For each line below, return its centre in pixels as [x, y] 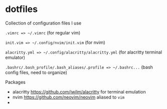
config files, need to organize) [36, 72]
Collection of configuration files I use [43, 23]
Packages [16, 82]
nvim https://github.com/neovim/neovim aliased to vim [68, 97]
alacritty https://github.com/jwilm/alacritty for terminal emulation [79, 91]
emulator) [15, 57]
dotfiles [22, 9]
